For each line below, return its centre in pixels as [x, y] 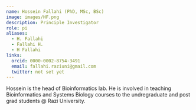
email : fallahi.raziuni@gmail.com [54, 66]
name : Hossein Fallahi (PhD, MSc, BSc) [55, 11]
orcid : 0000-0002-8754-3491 [46, 61]
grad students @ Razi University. [46, 101]
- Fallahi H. [27, 45]
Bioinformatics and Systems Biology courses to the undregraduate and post [98, 95]
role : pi [17, 28]
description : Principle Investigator [53, 22]
